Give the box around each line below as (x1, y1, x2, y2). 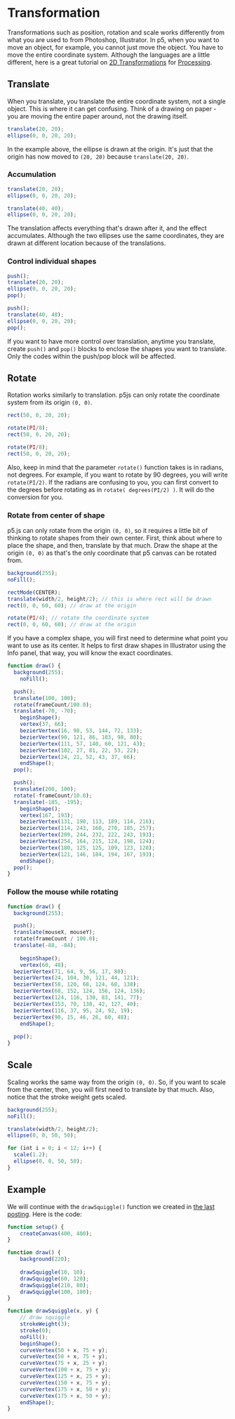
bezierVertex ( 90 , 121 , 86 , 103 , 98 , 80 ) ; (20, 734, 143, 741)
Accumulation (7, 170, 56, 180)
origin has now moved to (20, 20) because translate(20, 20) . (7, 152, 189, 161)
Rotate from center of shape (7, 510, 105, 520)
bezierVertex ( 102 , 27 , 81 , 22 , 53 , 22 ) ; (20, 746, 140, 754)
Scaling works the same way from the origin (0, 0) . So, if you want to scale (7, 1078, 227, 1086)
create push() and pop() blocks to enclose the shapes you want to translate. (7, 344, 227, 352)
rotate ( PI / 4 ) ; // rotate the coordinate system (7, 614, 149, 622)
